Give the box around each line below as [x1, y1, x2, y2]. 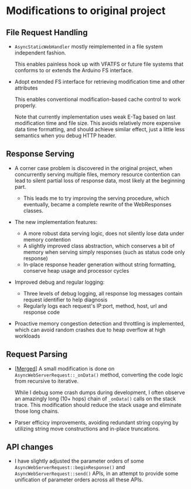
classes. [23, 207, 44, 214]
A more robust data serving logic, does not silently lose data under [23, 230, 185, 237]
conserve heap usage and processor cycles [23, 267, 129, 274]
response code [23, 308, 60, 315]
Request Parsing [6, 349, 68, 359]
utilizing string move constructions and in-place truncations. [14, 425, 160, 432]
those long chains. [14, 407, 60, 415]
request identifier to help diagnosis [23, 296, 108, 303]
